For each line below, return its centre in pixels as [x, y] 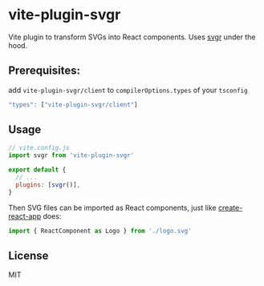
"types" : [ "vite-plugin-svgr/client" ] [73, 105]
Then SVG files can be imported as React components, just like [112, 207]
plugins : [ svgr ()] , [48, 185]
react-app [25, 216]
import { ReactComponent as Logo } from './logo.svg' [100, 231]
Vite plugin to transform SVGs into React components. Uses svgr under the [132, 37]
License [28, 255]
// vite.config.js [39, 148]
